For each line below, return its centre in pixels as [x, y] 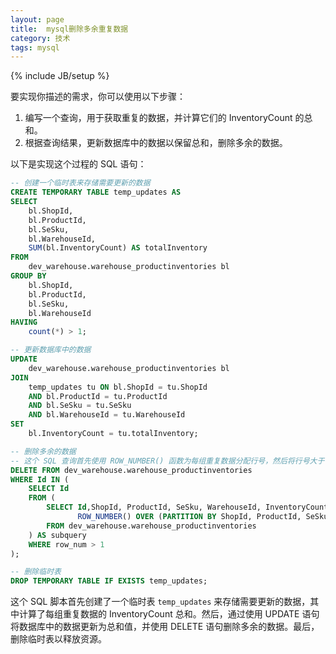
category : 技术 [40, 38]
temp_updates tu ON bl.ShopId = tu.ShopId [118, 387]
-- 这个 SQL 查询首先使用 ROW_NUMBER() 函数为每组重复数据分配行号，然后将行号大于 [167, 461]
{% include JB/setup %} [60, 76]
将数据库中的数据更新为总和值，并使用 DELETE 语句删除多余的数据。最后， [165, 627]
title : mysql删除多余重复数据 [69, 29]
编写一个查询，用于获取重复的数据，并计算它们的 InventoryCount [158, 118]
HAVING [24, 322]
